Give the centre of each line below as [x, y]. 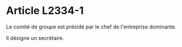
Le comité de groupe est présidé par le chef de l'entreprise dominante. [91, 27]
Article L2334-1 [45, 11]
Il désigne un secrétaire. [35, 38]
